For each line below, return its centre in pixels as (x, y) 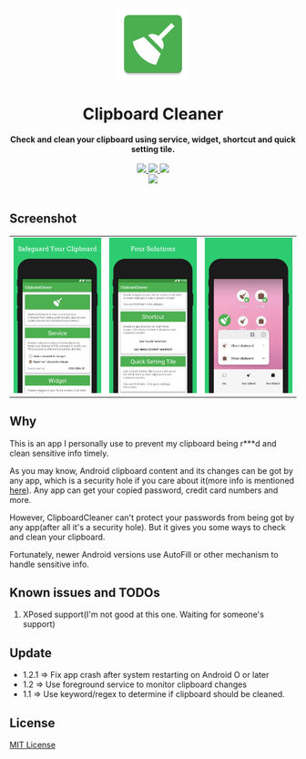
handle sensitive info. (49, 564)
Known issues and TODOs (85, 593)
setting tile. (153, 149)
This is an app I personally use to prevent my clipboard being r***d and (143, 443)
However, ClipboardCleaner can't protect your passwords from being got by (152, 518)
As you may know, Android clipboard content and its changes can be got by (151, 470)
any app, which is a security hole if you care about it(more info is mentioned (152, 480)
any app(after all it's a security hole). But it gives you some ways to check (148, 527)
